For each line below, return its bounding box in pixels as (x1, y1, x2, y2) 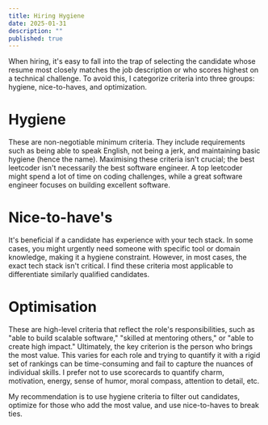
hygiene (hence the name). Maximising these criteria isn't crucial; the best (8, 154, 255, 164)
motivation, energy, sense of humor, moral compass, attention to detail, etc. (8, 377, 260, 386)
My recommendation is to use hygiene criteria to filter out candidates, (8, 392, 241, 402)
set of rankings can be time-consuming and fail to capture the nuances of (8, 359, 253, 368)
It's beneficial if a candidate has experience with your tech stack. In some (8, 235, 253, 245)
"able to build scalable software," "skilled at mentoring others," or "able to (8, 333, 254, 343)
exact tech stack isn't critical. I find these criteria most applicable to (8, 261, 233, 271)
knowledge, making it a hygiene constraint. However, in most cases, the (8, 252, 248, 263)
